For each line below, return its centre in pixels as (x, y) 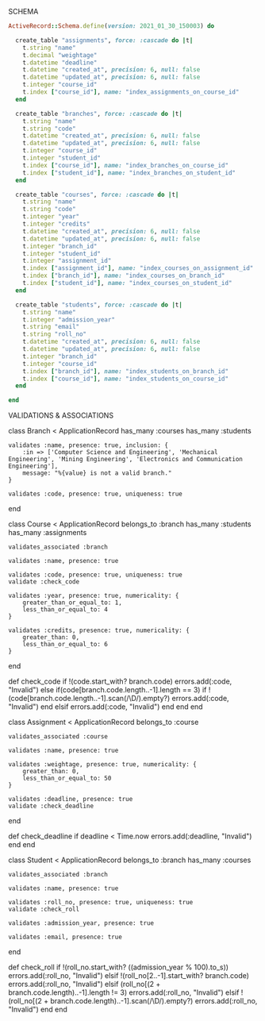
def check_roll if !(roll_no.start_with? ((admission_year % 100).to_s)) (118, 967)
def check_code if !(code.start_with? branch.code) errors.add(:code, (120, 681)
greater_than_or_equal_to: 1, (73, 603)
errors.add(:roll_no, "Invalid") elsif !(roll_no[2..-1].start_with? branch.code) (129, 976)
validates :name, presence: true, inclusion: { (88, 445)
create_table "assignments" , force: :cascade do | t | (104, 40)
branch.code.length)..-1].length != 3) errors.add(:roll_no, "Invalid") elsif (124, 992)
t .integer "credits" (56, 224)
